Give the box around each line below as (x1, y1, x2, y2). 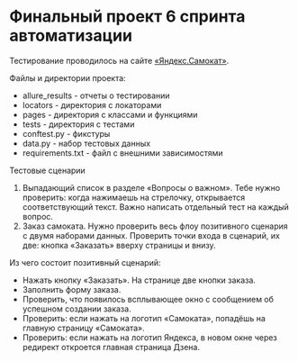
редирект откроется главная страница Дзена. (22, 341, 201, 352)
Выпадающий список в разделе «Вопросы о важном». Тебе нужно (22, 182, 281, 193)
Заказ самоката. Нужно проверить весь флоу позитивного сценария (22, 221, 288, 231)
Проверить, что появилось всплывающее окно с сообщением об (22, 293, 275, 304)
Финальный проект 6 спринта (9, 6, 246, 27)
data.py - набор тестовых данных (22, 138, 151, 149)
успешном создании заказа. (22, 303, 132, 314)
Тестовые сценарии (9, 165, 86, 176)
